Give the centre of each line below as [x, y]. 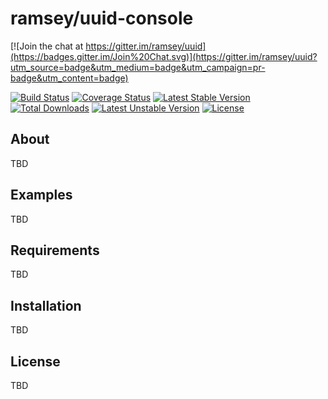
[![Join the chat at [47, 46]
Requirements [55, 250]
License [35, 361]
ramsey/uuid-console [102, 18]
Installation [46, 305]
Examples [41, 195]
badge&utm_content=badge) [69, 78]
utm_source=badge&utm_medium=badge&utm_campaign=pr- [138, 67]
